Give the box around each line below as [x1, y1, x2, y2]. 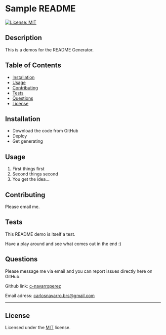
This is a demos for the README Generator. [5, 46, 94, 52]
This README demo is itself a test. [5, 231, 76, 237]
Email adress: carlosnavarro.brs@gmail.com [5, 293, 95, 298]
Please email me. [5, 204, 40, 209]
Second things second [12, 171, 58, 177]
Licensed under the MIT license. [5, 325, 71, 331]
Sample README [5, 3, 76, 14]
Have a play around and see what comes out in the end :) [5, 241, 122, 247]
